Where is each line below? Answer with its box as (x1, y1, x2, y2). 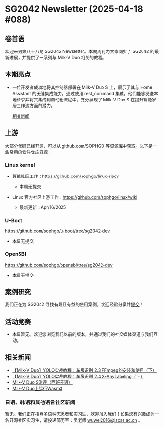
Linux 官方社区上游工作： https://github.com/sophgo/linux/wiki (12, 194, 138, 200)
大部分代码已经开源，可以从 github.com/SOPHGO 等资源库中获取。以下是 (5, 143, 153, 149)
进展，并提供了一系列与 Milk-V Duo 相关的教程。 (9, 55, 107, 60)
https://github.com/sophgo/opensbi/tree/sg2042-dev (5, 262, 113, 268)
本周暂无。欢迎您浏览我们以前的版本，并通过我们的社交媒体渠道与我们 (12, 331, 154, 337)
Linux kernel (5, 161, 35, 168)
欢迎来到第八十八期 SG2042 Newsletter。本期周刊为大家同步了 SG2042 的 (5, 49, 155, 54)
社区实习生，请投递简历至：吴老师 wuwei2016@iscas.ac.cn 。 (18, 417, 143, 423)
